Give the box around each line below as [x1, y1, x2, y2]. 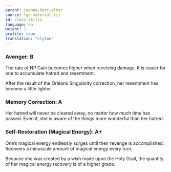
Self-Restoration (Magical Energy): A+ [5, 128, 102, 136]
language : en [5, 22, 33, 27]
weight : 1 [5, 27, 27, 32]
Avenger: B [5, 53, 34, 60]
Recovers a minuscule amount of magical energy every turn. [5, 145, 133, 151]
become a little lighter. [5, 86, 52, 92]
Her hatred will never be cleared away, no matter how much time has [5, 110, 151, 116]
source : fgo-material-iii [5, 12, 60, 17]
